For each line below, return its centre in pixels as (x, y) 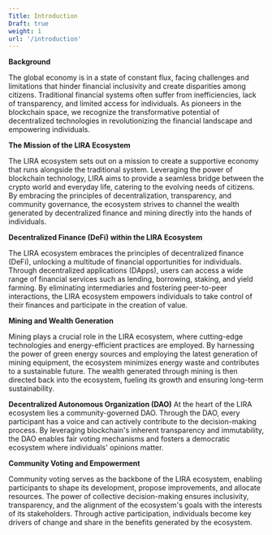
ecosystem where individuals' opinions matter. (86, 448)
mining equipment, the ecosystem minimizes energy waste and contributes (134, 362)
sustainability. (31, 388)
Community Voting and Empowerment (74, 463)
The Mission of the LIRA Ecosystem (70, 145)
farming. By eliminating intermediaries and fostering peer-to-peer (118, 288)
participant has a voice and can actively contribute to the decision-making (133, 422)
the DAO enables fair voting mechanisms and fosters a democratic (119, 439)
